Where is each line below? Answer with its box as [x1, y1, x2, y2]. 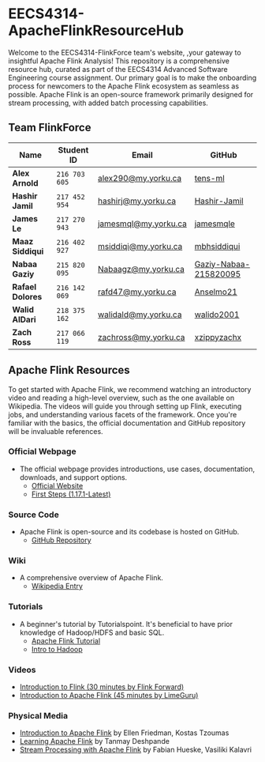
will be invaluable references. [8, 426, 104, 436]
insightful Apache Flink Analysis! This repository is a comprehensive [8, 56, 230, 66]
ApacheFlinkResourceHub [8, 21, 184, 40]
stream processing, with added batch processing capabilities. [8, 98, 209, 108]
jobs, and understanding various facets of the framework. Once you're [8, 409, 237, 419]
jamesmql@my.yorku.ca [97, 218, 187, 229]
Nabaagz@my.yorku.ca [97, 263, 185, 274]
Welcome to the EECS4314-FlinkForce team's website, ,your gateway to [8, 47, 242, 57]
